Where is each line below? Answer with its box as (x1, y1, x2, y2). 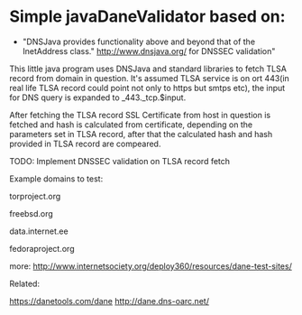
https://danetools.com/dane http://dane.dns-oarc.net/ (9, 295, 210, 306)
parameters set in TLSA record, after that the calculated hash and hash (9, 128, 273, 139)
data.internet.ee (9, 226, 69, 236)
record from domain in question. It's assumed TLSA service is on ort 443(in (9, 72, 290, 83)
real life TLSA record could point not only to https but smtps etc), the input (9, 82, 286, 93)
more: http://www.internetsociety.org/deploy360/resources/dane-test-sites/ (9, 260, 293, 272)
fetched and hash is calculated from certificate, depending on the (9, 119, 253, 130)
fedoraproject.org (9, 243, 75, 254)
